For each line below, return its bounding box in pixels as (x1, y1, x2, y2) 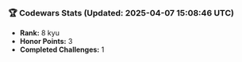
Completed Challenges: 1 (19, 45, 105, 54)
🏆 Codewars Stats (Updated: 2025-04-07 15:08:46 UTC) (8, 7, 235, 18)
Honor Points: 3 (19, 37, 73, 46)
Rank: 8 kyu (19, 28, 60, 38)
